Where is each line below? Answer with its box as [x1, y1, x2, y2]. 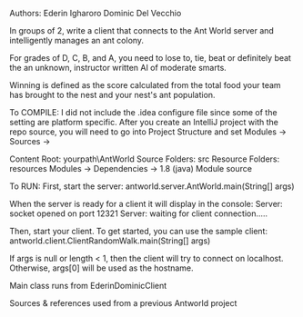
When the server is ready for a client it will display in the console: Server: [9, 199, 284, 209]
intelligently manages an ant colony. [9, 35, 144, 45]
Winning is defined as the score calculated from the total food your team [9, 80, 281, 90]
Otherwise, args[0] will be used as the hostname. [9, 263, 194, 273]
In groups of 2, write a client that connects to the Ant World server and [9, 25, 275, 35]
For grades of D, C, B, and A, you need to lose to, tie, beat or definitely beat [9, 53, 291, 63]
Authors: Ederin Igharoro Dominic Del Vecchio [9, 8, 182, 18]
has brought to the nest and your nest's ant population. [9, 90, 216, 100]
